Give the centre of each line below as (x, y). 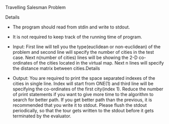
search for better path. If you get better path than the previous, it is (82, 100)
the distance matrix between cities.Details (56, 68)
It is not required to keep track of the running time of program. (77, 37)
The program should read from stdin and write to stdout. (71, 27)
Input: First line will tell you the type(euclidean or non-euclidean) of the (87, 47)
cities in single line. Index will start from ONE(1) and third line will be (83, 84)
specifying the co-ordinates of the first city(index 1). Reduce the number (88, 89)
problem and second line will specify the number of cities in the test (83, 52)
